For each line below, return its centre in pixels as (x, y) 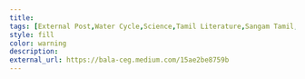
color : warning (38, 43)
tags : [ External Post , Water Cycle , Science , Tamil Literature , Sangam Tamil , (154, 26)
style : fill (32, 35)
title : (22, 18)
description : (34, 52)
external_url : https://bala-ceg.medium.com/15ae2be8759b (119, 60)
